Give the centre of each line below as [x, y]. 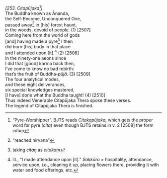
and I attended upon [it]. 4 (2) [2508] [42, 52]
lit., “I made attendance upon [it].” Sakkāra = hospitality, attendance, [83, 159]
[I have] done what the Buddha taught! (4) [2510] [55, 95]
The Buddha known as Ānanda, [37, 13]
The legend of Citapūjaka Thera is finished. [49, 105]
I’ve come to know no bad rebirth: [40, 69]
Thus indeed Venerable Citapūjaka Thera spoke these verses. [68, 100]
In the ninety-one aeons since [36, 58]
